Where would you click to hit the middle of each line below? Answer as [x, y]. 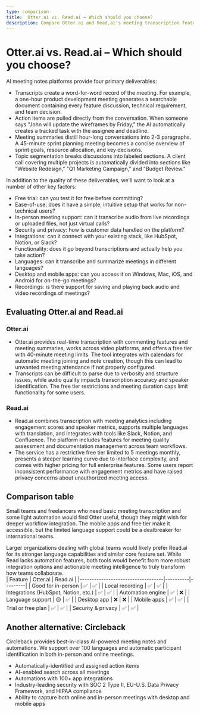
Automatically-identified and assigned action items [77, 665]
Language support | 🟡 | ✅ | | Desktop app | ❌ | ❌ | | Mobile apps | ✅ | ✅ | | [98, 600]
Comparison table [40, 496]
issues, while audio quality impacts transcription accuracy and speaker [102, 380]
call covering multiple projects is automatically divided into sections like [102, 163]
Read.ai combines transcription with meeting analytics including [93, 421]
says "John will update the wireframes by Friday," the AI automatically [100, 124]
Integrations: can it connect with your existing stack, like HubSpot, [96, 236]
